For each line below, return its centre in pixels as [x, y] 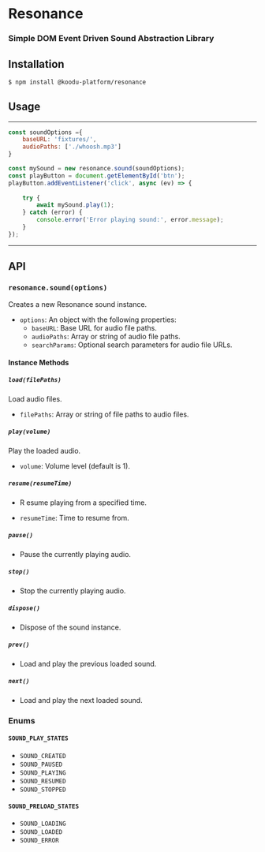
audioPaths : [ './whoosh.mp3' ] [72, 147]
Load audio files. [35, 399]
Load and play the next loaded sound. [81, 700]
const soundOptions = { [45, 132]
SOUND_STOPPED [43, 790]
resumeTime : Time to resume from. [75, 518]
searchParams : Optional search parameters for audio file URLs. [132, 345]
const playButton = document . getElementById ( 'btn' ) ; [97, 176]
